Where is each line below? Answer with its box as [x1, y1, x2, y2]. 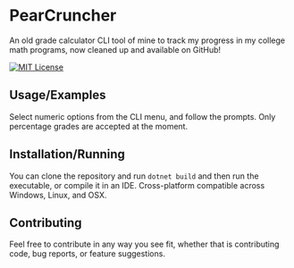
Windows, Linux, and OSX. [9, 189, 107, 200]
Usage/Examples [9, 88, 106, 103]
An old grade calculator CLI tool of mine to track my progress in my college [9, 35, 286, 46]
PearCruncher [9, 5, 117, 26]
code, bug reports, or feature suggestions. [9, 248, 165, 259]
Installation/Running [9, 147, 125, 162]
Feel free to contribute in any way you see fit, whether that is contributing [9, 239, 280, 250]
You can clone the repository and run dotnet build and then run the [9, 171, 259, 181]
